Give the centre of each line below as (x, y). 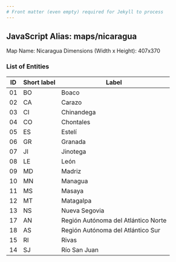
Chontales (76, 122)
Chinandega (79, 112)
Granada (73, 142)
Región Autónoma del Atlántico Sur (111, 230)
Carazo (72, 102)
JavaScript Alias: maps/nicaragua (72, 37)
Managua (75, 181)
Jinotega (74, 151)
